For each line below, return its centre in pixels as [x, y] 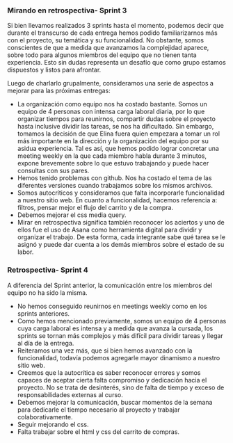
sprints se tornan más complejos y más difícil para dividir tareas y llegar [120, 335]
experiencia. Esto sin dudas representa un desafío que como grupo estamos [116, 63]
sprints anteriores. [43, 313]
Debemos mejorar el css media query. [72, 215]
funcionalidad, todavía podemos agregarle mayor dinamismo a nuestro [119, 357]
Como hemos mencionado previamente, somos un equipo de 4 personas [122, 321]
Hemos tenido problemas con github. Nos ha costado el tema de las [114, 178]
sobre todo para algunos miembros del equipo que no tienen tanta [102, 55]
